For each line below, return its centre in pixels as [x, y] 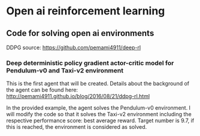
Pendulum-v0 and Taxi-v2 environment [65, 70]
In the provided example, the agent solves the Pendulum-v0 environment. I [98, 108]
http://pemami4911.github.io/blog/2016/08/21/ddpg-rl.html [78, 96]
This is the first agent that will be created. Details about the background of [98, 84]
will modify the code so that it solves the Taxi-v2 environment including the [99, 114]
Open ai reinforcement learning [86, 11]
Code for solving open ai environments [80, 33]
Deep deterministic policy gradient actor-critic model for [90, 63]
